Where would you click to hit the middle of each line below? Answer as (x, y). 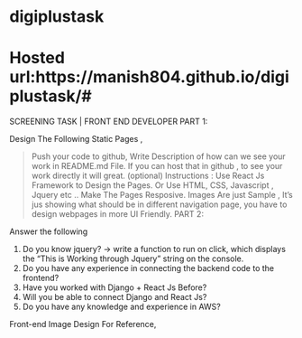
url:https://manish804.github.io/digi (150, 77)
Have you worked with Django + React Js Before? (114, 287)
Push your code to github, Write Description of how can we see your (158, 156)
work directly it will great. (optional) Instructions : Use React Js (148, 176)
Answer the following (49, 231)
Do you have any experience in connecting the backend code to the (148, 268)
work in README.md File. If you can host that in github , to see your (157, 166)
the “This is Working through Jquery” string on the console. (133, 258)
